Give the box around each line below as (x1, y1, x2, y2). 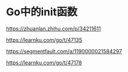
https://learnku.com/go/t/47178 (6, 59, 83, 66)
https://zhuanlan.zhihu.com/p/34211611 (6, 25, 101, 32)
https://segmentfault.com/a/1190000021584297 (6, 47, 122, 54)
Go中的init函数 (6, 5, 78, 19)
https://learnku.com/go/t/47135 (6, 36, 83, 43)
